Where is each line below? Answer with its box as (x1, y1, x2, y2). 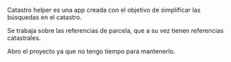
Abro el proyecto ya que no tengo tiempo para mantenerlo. (7, 48, 175, 55)
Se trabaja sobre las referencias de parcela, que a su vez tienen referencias (7, 27, 224, 34)
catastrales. (7, 34, 41, 42)
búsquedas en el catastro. (7, 13, 82, 21)
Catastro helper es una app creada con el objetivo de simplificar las (7, 6, 201, 14)
